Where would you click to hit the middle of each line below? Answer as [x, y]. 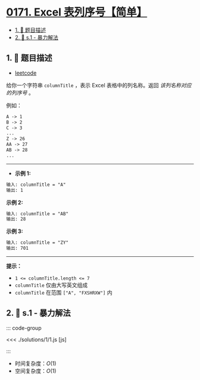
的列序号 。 [20, 93]
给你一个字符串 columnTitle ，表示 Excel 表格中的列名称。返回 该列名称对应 [99, 85]
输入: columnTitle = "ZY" [37, 243]
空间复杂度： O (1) [35, 370]
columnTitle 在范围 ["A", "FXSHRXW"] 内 [63, 292]
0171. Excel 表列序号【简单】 [77, 12]
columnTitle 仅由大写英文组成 [51, 285]
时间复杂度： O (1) [35, 363]
